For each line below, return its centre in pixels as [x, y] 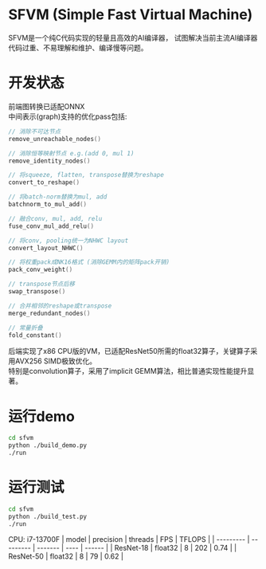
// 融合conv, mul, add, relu [55, 218]
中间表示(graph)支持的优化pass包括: [68, 116]
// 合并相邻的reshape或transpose [60, 306]
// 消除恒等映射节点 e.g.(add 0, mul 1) [71, 153]
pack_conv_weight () [41, 270]
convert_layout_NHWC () [46, 248]
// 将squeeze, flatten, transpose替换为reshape [86, 175]
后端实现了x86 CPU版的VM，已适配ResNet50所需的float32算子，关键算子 [129, 351]
